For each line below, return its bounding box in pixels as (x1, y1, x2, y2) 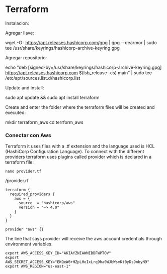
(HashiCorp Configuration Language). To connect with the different (5, 149, 144, 155)
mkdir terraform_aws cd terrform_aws (5, 119, 84, 125)
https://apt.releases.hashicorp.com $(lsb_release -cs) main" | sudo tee (5, 69, 152, 76)
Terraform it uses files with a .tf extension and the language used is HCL (5, 143, 155, 149)
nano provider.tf (5, 169, 42, 174)
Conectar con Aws (5, 131, 51, 139)
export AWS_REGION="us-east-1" (5, 264, 71, 269)
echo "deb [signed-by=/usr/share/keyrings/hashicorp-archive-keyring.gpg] (5, 64, 162, 70)
